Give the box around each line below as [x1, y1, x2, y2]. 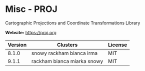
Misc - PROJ [5, 3, 57, 15]
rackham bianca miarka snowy [31, 58, 103, 65]
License [107, 41, 127, 48]
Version [7, 41, 27, 48]
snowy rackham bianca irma [31, 50, 98, 57]
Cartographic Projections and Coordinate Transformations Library [5, 20, 140, 26]
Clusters [56, 41, 78, 48]
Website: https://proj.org [5, 29, 56, 35]
